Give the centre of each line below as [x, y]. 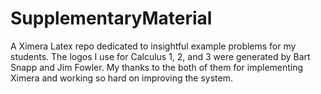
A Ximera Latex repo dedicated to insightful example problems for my [153, 46]
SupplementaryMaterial [111, 18]
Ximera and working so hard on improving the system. [121, 78]
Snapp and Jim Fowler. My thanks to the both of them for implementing [157, 67]
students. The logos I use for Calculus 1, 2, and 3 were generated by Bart [160, 56]
